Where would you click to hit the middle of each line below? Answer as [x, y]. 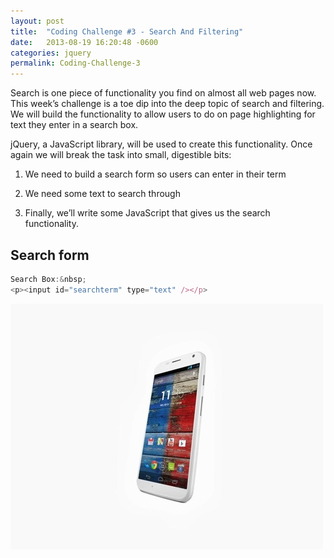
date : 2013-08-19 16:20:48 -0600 [84, 42]
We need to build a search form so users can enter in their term [155, 174]
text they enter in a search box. [74, 125]
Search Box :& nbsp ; [48, 279]
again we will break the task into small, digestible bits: [121, 155]
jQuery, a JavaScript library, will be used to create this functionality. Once [161, 144]
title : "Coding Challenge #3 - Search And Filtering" [127, 31]
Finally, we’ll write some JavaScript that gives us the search [147, 213]
